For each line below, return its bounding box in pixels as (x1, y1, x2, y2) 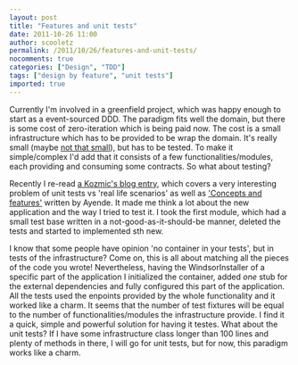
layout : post (9, 12, 58, 22)
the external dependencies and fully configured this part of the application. (9, 280, 286, 291)
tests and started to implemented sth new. (9, 225, 164, 236)
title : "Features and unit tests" (9, 21, 138, 30)
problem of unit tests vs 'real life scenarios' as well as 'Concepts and (9, 187, 262, 198)
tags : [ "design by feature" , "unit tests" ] (9, 71, 174, 80)
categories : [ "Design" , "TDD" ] (9, 63, 126, 72)
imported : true (9, 79, 66, 88)
